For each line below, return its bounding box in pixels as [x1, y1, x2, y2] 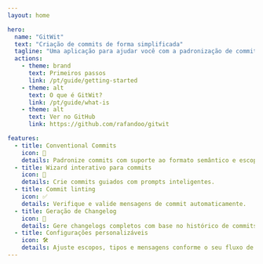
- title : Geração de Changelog [14, 207, 117, 215]
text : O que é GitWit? [27, 91, 103, 99]
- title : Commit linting [14, 186, 96, 193]
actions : [14, 55, 43, 63]
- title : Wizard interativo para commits [14, 164, 152, 172]
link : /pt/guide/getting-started [27, 76, 138, 85]
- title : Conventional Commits [14, 142, 117, 150]
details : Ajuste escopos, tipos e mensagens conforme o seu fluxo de [21, 244, 254, 251]
